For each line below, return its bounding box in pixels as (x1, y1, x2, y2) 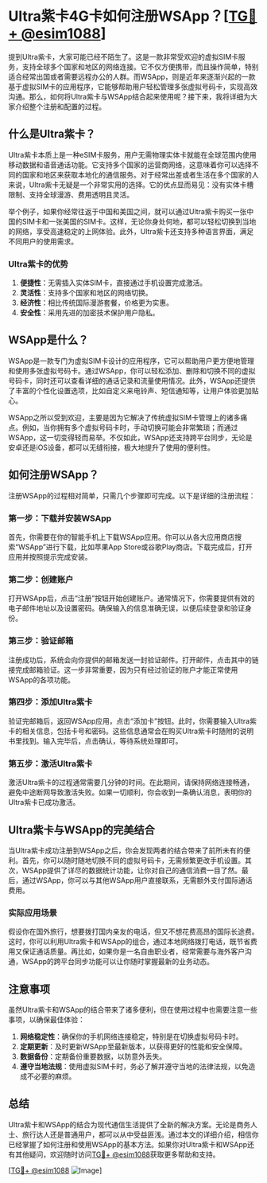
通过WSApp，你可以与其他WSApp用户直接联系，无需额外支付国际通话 (21, 875, 253, 884)
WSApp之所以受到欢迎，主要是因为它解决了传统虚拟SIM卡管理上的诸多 (8, 412, 241, 422)
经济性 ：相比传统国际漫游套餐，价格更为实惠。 (19, 298, 173, 307)
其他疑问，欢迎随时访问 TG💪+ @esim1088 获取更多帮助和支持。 (14, 1150, 220, 1159)
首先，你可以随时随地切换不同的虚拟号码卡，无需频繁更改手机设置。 (21, 855, 245, 865)
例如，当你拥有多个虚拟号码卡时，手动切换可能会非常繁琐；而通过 (21, 423, 238, 432)
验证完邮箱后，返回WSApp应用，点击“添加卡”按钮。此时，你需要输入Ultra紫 (8, 716, 257, 725)
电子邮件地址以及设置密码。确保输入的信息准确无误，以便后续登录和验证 (8, 603, 245, 613)
